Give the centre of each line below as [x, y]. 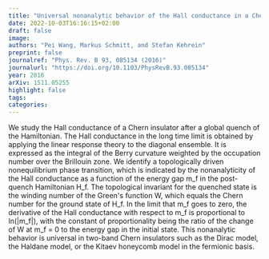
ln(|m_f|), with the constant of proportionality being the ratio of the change [131, 221]
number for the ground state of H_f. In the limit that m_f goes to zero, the [128, 204]
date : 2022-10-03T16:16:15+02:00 [64, 23]
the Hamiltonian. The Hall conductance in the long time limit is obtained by [131, 136]
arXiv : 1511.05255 [39, 82]
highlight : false [37, 90]
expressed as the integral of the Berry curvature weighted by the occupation [134, 153]
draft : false [30, 30]
